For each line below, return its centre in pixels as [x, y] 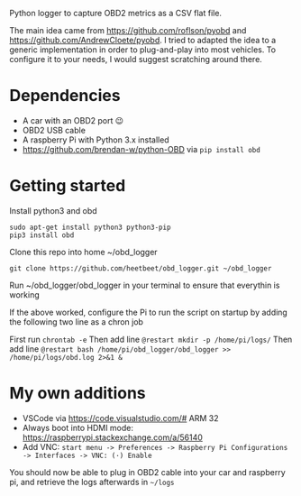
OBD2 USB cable [54, 130]
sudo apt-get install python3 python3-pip [90, 227]
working [25, 294]
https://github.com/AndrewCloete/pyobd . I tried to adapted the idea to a [143, 40]
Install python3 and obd [53, 210]
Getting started [68, 186]
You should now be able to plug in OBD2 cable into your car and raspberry [147, 472]
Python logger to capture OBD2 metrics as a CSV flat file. [116, 13]
